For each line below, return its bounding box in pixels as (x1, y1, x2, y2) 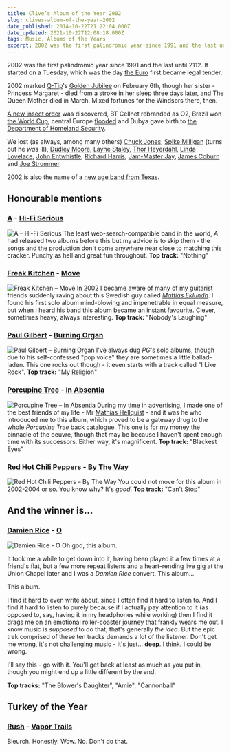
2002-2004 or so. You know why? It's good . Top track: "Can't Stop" (7, 485, 201, 493)
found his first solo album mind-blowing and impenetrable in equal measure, (7, 298, 223, 306)
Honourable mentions (7, 193, 102, 205)
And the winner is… (7, 505, 93, 516)
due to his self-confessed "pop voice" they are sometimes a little (7, 353, 191, 362)
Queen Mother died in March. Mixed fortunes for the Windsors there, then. (7, 96, 218, 104)
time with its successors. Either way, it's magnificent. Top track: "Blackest (7, 437, 217, 446)
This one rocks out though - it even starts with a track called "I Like (26, 361, 217, 369)
